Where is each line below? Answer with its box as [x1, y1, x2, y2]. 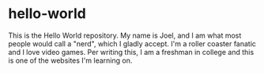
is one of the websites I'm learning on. [8, 56, 133, 65]
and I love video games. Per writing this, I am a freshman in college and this [8, 47, 255, 57]
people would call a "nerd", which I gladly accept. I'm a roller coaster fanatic [8, 38, 257, 48]
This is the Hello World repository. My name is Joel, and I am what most [8, 31, 242, 40]
